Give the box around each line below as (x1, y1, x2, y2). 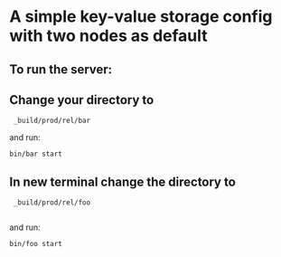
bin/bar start (9, 149, 63, 159)
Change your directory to (9, 92, 155, 108)
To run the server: (9, 62, 113, 77)
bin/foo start (9, 240, 63, 249)
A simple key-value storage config (9, 6, 273, 27)
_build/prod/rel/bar (13, 116, 91, 126)
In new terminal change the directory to (9, 174, 237, 189)
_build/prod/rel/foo (13, 198, 91, 207)
